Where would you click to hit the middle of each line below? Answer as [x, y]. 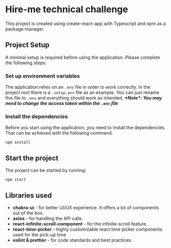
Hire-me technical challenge [67, 9]
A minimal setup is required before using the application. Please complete [83, 57]
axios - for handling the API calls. [48, 218]
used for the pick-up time [39, 234]
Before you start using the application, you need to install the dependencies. [86, 128]
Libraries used [29, 195]
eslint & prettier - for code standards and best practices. [72, 240]
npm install [18, 142]
